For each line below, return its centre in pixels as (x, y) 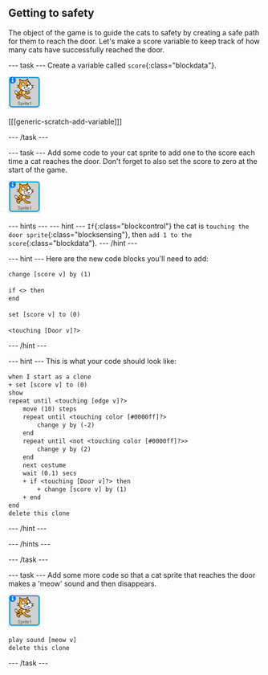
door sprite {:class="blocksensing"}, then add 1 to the (100, 234)
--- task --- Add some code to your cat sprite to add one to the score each (132, 153)
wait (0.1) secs (50, 473)
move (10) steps (50, 409)
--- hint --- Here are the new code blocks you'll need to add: (108, 258)
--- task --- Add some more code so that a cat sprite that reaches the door (132, 575)
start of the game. (38, 170)
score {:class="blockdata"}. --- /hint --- (73, 243)
